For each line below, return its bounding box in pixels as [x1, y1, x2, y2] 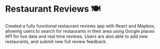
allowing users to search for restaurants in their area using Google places [5, 28, 155, 34]
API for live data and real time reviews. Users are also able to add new [5, 33, 148, 39]
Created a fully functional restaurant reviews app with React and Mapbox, [5, 23, 156, 29]
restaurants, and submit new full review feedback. [5, 38, 107, 44]
